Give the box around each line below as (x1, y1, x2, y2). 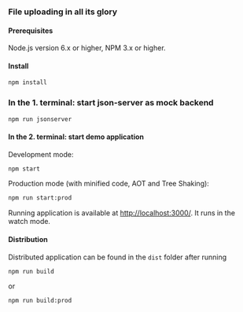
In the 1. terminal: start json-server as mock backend (8, 97, 214, 108)
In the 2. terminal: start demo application (8, 132, 144, 141)
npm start (8, 164, 41, 173)
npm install (8, 79, 47, 86)
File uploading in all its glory (8, 6, 118, 17)
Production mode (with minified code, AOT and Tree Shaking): (8, 179, 210, 189)
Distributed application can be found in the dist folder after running (8, 252, 227, 262)
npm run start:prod (8, 194, 72, 202)
